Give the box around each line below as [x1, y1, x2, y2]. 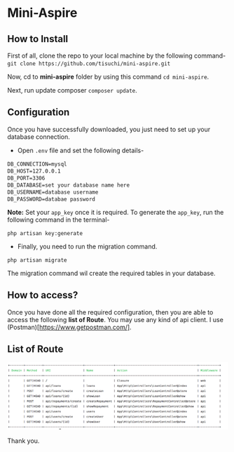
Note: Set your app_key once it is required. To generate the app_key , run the [7, 208, 224, 216]
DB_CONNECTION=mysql [7, 160, 68, 168]
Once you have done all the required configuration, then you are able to [7, 307, 214, 317]
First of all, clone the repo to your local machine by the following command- [7, 51, 226, 60]
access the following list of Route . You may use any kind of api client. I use [7, 315, 224, 324]
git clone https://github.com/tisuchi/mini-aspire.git [7, 60, 171, 67]
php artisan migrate [7, 256, 68, 264]
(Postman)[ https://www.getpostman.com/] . [7, 323, 132, 331]
